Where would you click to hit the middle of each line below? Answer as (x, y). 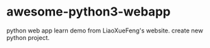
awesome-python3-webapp (89, 12)
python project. (28, 37)
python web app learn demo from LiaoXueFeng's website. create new (105, 30)
